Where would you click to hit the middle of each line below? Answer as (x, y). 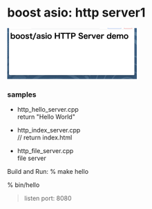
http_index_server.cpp (49, 130)
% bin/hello (23, 185)
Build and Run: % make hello (48, 171)
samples (22, 94)
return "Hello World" (46, 117)
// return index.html (45, 137)
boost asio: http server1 (76, 13)
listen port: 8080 (48, 198)
